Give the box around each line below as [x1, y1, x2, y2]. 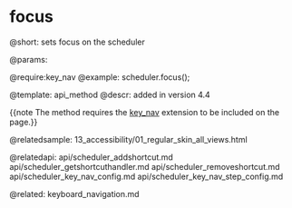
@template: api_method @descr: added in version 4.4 [9, 89, 210, 100]
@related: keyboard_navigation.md [9, 188, 140, 199]
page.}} [9, 116, 38, 127]
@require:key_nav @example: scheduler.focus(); [9, 71, 190, 83]
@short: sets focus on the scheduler [9, 36, 145, 47]
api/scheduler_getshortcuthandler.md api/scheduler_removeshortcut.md [9, 161, 280, 172]
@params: [9, 54, 48, 64]
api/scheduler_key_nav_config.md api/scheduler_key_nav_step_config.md [9, 171, 284, 182]
